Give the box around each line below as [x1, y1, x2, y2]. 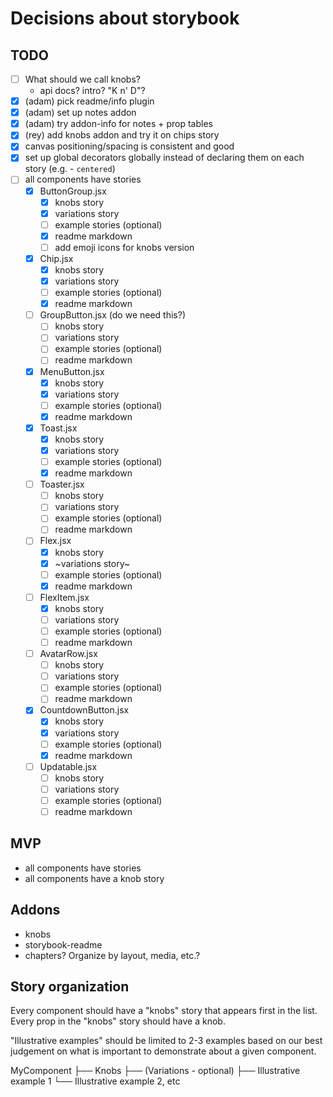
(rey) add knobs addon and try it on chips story [24, 129, 220, 141]
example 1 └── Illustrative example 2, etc [10, 1075, 181, 1087]
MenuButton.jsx [39, 365, 105, 377]
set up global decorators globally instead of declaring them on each [24, 152, 305, 164]
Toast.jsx [39, 422, 78, 434]
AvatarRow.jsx [39, 648, 98, 660]
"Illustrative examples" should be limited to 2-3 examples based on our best [10, 1035, 323, 1047]
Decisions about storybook [10, 7, 240, 30]
